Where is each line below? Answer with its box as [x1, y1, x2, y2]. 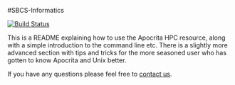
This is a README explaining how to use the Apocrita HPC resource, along [7, 33, 226, 42]
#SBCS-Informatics [7, 6, 64, 14]
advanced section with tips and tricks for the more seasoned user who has [7, 49, 226, 57]
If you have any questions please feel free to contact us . [7, 70, 172, 78]
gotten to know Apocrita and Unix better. [7, 56, 127, 64]
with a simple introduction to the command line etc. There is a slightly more [7, 41, 228, 49]
